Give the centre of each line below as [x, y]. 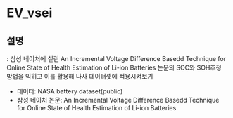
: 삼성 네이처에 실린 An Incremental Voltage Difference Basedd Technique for [116, 59]
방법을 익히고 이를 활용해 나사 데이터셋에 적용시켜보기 [80, 76]
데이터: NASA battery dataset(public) [70, 91]
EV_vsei [30, 13]
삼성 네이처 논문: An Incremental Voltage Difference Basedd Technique [118, 100]
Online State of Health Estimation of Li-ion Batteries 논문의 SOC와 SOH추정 [114, 67]
